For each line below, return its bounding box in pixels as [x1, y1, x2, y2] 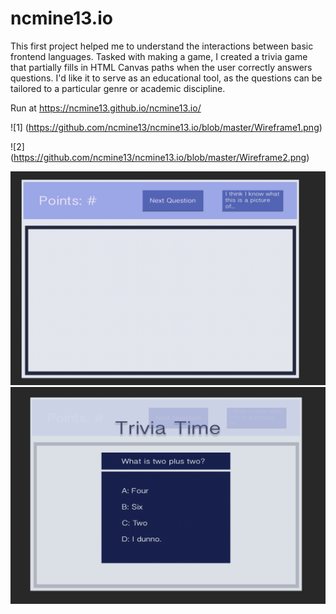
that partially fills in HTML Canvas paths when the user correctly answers [10, 61, 313, 73]
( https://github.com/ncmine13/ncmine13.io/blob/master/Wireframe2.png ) [10, 151, 310, 163]
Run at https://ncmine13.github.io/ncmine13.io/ [10, 102, 202, 114]
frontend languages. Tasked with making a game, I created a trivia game [10, 50, 308, 62]
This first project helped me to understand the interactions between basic [10, 40, 314, 52]
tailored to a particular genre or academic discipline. [10, 82, 226, 94]
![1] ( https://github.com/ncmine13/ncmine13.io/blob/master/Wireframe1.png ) [10, 121, 323, 133]
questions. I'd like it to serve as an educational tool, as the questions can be [10, 72, 323, 84]
